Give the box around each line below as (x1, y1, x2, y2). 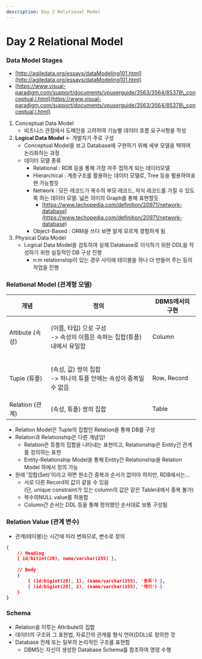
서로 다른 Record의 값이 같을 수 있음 (23, 479, 109, 486)
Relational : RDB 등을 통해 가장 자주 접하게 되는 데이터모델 (32, 165, 170, 172)
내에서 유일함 (50, 342, 86, 350)
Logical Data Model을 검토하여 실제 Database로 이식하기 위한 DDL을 (23, 241, 188, 249)
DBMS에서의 (155, 297, 191, 306)
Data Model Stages (6, 56, 63, 64)
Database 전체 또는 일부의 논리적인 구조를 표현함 (14, 638, 130, 646)
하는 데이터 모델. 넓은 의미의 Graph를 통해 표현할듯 (39, 195, 159, 202)
